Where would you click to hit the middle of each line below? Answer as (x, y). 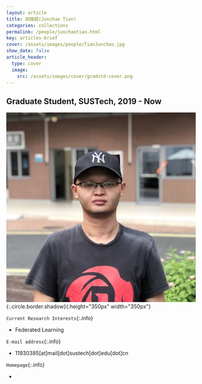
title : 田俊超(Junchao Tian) (41, 19)
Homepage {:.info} (26, 365)
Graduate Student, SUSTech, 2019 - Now (84, 101)
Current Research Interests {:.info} (50, 318)
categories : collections (37, 25)
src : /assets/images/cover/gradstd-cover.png (75, 76)
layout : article (26, 13)
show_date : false (28, 51)
